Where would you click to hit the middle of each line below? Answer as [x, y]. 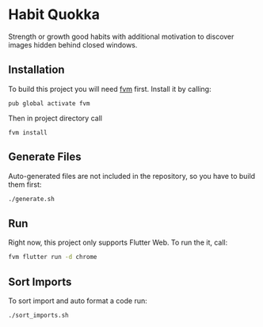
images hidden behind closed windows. [73, 44]
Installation [36, 70]
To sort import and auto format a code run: [78, 300]
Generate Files [45, 157]
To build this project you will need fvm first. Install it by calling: [110, 89]
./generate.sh [32, 199]
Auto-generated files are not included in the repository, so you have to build [132, 176]
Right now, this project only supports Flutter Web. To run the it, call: [118, 242]
